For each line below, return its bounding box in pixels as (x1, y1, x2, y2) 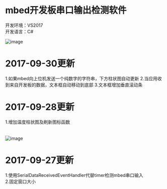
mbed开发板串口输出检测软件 (5, 5, 127, 16)
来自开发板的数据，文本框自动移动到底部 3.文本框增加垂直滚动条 (9, 82, 143, 88)
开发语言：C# (5, 28, 34, 34)
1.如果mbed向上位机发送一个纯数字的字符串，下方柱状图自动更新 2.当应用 (5, 75, 157, 81)
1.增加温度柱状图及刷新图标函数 (5, 119, 70, 125)
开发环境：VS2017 (5, 22, 43, 28)
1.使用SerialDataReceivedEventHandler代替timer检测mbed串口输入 (5, 172, 143, 178)
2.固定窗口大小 (5, 178, 36, 184)
